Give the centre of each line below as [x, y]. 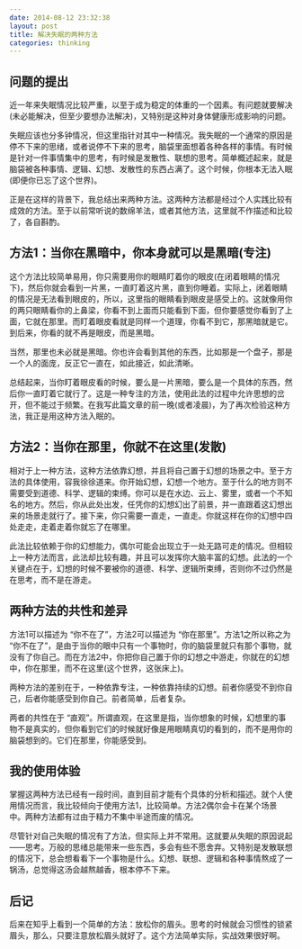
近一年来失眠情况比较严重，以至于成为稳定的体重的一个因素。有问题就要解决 [151, 105]
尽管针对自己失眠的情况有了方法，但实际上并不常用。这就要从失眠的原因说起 [151, 836]
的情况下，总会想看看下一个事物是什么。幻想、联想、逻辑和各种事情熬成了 [147, 859]
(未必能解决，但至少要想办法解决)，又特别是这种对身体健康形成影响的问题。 [150, 116]
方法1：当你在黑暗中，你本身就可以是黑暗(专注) [140, 253]
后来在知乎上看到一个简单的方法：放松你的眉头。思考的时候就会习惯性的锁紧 [151, 925]
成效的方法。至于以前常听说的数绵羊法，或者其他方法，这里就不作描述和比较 [151, 211]
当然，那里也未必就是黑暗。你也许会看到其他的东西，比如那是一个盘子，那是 [151, 351]
